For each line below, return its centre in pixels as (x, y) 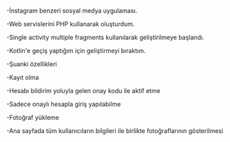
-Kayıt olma (23, 77)
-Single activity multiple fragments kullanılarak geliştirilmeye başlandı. (105, 37)
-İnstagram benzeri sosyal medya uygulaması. (72, 11)
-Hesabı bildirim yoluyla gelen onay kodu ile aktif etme (84, 91)
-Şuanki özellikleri (32, 64)
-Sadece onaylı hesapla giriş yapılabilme (64, 104)
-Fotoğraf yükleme (33, 118)
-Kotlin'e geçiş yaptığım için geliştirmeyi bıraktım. (76, 51)
